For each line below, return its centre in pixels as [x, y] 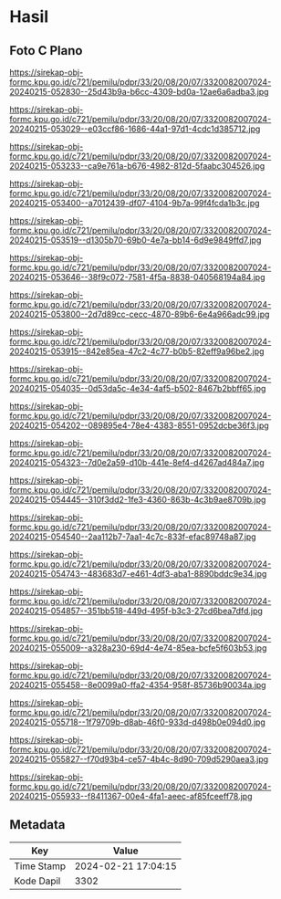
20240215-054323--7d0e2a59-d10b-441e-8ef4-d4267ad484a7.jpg [137, 462]
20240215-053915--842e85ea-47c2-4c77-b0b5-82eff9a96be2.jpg [137, 351]
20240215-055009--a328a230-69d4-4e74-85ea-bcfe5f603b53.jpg [138, 648]
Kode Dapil [37, 881]
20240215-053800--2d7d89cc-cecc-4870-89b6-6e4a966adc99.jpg [140, 314]
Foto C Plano [46, 51]
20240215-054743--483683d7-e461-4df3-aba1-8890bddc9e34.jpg [138, 574]
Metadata [37, 825]
